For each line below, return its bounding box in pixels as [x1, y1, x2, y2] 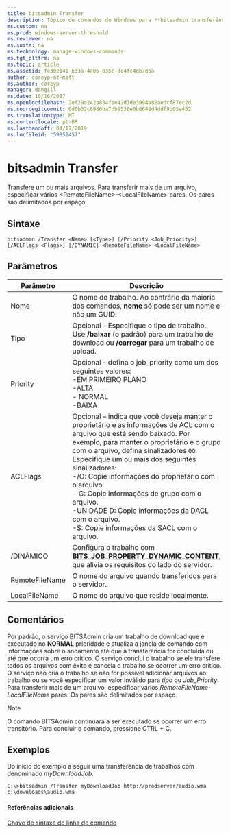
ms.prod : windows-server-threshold [7, 29, 109, 36]
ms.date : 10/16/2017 [7, 93, 66, 100]
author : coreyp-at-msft [7, 73, 75, 81]
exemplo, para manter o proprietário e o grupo [72, 437, 221, 446]
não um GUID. [72, 309, 118, 319]
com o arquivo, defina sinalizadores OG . [72, 446, 197, 455]
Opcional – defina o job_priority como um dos [72, 357, 219, 367]
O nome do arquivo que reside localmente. [72, 590, 209, 600]
